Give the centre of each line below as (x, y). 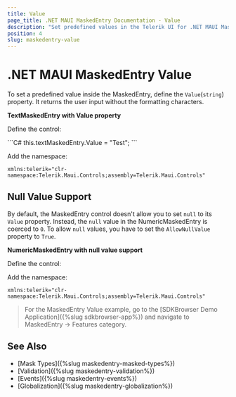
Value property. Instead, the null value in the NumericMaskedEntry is (107, 221)
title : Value (26, 14)
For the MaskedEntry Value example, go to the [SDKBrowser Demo (121, 309)
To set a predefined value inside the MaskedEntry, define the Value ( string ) (116, 94)
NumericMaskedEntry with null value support (75, 250)
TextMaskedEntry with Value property (64, 115)
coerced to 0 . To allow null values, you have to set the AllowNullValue (109, 229)
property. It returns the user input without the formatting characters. (106, 102)
